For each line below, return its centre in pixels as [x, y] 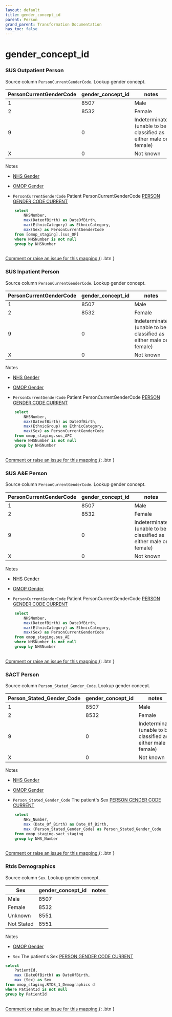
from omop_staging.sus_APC [43, 436]
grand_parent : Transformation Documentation [53, 24]
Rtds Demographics [30, 866]
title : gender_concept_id [33, 15]
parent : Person [21, 19]
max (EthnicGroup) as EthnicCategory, [64, 426]
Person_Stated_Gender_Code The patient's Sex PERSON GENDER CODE [87, 800]
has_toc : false [21, 29]
